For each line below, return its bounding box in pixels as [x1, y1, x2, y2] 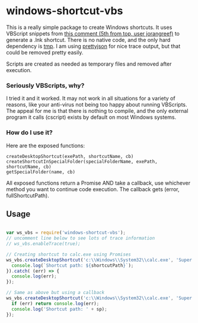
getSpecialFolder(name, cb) [6, 169, 76, 175]
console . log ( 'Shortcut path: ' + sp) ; [11, 306, 108, 312]
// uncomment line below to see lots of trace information [6, 235, 155, 241]
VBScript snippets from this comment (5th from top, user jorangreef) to [6, 30, 180, 37]
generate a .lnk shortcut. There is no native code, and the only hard [6, 36, 171, 43]
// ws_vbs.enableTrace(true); [6, 241, 81, 247]
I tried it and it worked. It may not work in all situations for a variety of [6, 95, 176, 102]
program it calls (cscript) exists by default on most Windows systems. [6, 114, 177, 121]
